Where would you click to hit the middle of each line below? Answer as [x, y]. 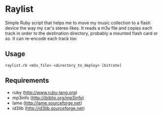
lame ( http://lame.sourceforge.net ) [47, 103]
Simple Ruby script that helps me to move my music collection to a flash [78, 23]
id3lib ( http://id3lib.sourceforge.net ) [48, 108]
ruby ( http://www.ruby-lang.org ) [45, 92]
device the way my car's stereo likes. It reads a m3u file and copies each [79, 28]
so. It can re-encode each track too [41, 39]
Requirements [27, 81]
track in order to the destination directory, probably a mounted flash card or [81, 33]
